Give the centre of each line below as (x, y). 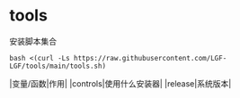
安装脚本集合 (33, 41)
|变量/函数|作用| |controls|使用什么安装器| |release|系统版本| (120, 83)
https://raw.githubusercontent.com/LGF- (150, 58)
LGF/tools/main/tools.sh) (58, 66)
